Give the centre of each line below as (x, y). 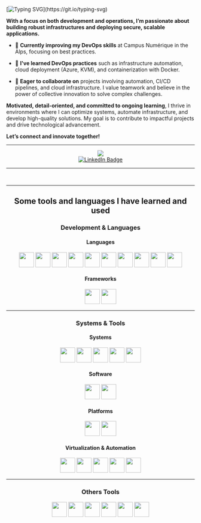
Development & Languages (100, 228)
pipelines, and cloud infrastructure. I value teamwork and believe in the (102, 88)
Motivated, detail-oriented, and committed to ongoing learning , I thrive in (99, 106)
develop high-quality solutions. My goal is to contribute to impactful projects (100, 118)
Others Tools (100, 492)
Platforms (100, 411)
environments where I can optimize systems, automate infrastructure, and (97, 112)
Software (100, 374)
